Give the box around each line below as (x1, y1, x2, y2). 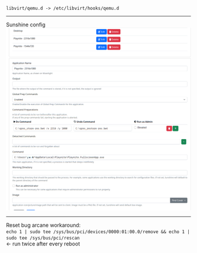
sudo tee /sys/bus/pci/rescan (6, 235, 80, 241)
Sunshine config (6, 21, 46, 28)
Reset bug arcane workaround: (6, 221, 81, 228)
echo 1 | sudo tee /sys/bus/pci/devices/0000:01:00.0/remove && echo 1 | (6, 228, 191, 235)
